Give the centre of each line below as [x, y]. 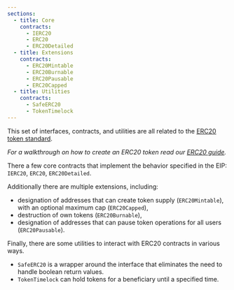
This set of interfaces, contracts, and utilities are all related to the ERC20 [112, 131]
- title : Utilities [42, 92]
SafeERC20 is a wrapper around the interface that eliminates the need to [120, 264]
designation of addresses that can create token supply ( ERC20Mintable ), [121, 200]
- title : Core [34, 20]
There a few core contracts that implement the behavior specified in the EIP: [117, 166]
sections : [22, 14]
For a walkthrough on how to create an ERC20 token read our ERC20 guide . [117, 152]
